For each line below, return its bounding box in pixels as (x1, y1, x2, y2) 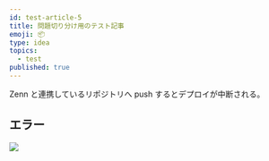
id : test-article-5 (9, 13, 82, 22)
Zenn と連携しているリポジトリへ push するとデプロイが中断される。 (9, 89, 265, 99)
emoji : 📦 (9, 30, 46, 38)
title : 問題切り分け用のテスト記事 (9, 21, 125, 30)
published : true (9, 64, 70, 72)
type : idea (9, 38, 50, 47)
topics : (9, 47, 39, 55)
